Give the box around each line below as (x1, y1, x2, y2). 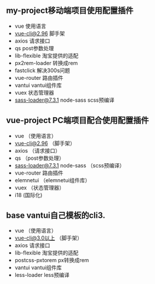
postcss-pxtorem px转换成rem (14, 257, 89, 264)
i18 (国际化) (14, 191, 43, 198)
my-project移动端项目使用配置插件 (6, 5, 134, 16)
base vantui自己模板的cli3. (6, 211, 105, 221)
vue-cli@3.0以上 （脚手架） (14, 234, 83, 241)
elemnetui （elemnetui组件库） (14, 176, 91, 183)
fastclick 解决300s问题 (14, 67, 70, 74)
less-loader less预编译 (14, 272, 70, 279)
